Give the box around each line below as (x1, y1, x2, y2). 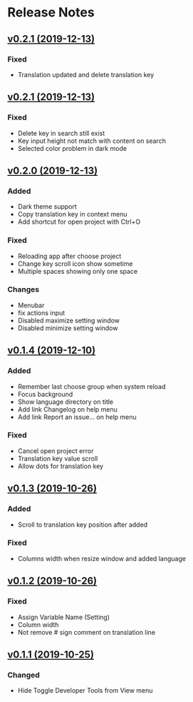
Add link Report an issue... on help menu (17, 412, 137, 421)
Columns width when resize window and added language (17, 554, 187, 563)
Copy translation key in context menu (17, 210, 127, 219)
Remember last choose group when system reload (17, 382, 166, 390)
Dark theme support (17, 202, 77, 211)
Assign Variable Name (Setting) (17, 613, 110, 621)
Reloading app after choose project (17, 252, 122, 260)
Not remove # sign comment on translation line (17, 628, 155, 636)
